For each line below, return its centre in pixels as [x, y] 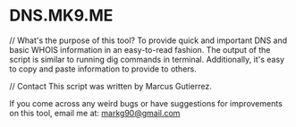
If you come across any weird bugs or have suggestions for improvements [146, 103]
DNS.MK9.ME [61, 16]
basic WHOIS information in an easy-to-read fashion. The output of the [140, 49]
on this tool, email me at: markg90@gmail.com [95, 113]
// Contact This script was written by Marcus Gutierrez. [110, 86]
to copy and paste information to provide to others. [103, 69]
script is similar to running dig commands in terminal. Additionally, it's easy [147, 59]
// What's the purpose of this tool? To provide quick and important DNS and [148, 40]
